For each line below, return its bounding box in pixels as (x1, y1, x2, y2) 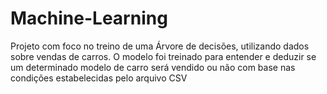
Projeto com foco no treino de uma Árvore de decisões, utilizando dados (10, 40, 310, 52)
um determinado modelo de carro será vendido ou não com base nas (10, 61, 296, 73)
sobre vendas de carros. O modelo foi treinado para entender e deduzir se (10, 50, 317, 62)
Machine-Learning (10, 7, 168, 30)
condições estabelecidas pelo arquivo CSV (10, 72, 188, 84)
